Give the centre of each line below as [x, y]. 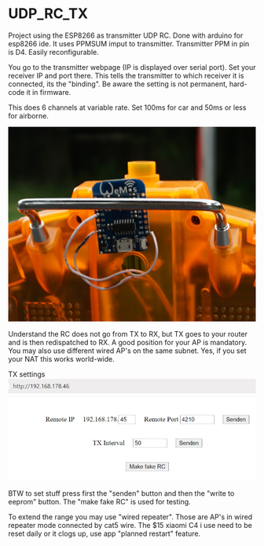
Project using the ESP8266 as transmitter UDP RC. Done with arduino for [126, 35]
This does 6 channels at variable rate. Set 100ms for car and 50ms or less [127, 107]
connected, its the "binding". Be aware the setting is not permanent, [118, 84]
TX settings [27, 374]
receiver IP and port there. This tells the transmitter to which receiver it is [126, 75]
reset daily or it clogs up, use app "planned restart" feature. [104, 533]
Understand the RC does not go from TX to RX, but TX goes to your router [128, 334]
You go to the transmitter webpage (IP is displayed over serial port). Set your [132, 67]
